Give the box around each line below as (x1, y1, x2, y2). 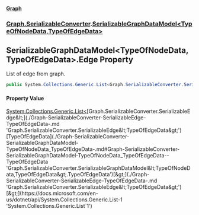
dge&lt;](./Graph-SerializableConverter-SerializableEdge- (6, 114, 146, 121)
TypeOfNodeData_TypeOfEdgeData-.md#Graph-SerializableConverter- (6, 146, 180, 153)
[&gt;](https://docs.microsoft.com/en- (6, 190, 99, 197)
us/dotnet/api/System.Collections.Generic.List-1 (6, 196, 123, 203)
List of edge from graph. (6, 70, 66, 77)
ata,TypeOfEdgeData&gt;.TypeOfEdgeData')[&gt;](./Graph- (6, 171, 150, 178)
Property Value (6, 94, 44, 102)
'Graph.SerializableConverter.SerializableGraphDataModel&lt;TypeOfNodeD (6, 165, 191, 172)
